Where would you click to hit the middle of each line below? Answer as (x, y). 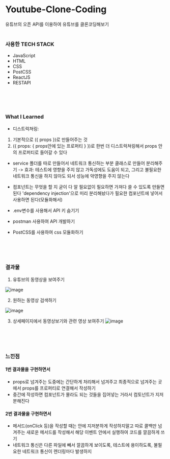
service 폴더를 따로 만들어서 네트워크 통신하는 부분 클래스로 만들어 (79, 163)
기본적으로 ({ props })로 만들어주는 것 (50, 140)
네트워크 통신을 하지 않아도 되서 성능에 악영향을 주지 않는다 (71, 176)
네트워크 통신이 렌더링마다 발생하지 (57, 451)
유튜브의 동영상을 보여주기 (39, 279)
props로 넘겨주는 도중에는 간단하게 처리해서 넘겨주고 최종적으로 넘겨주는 (84, 381)
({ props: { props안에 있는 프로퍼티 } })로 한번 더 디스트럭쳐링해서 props (85, 146)
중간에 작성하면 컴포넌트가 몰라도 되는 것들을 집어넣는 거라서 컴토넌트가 (83, 394)
